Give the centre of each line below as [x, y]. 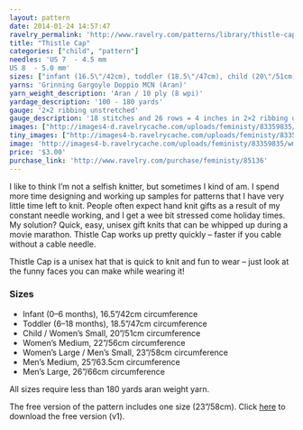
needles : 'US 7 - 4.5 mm [58, 60]
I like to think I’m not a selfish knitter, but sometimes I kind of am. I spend [144, 186]
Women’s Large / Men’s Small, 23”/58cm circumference [125, 352]
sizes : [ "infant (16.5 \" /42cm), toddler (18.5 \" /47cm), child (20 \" [141, 77]
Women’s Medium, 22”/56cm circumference [104, 342]
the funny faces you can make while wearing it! [97, 271]
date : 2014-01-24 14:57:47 [60, 26]
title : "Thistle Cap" [50, 43]
